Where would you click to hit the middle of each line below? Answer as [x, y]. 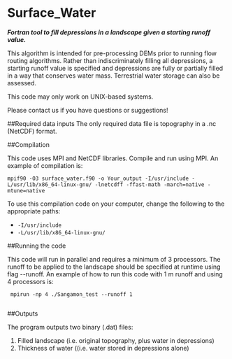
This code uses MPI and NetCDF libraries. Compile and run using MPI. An [113, 158]
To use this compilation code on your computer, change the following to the [116, 204]
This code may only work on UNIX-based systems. [80, 97]
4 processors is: [30, 281]
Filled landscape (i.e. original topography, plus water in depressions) [116, 340]
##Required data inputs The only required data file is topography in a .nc [112, 123]
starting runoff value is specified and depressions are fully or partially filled [115, 68]
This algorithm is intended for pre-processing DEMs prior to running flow [112, 53]
